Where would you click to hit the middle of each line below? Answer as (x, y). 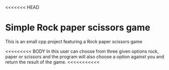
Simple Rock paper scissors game (78, 28)
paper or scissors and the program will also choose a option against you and (85, 56)
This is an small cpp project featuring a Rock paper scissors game (74, 41)
